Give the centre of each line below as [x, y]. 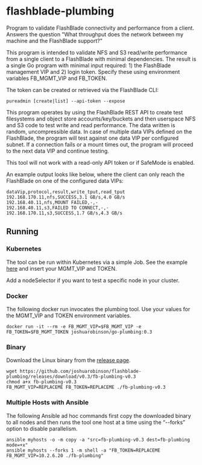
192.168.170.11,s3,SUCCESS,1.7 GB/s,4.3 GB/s [64, 213]
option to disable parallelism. [42, 429]
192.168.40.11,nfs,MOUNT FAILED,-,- [52, 202]
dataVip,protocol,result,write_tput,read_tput [66, 192]
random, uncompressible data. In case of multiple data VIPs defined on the [99, 131]
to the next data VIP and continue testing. [58, 151]
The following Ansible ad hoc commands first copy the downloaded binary [99, 415]
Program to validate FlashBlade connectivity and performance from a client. [100, 28]
